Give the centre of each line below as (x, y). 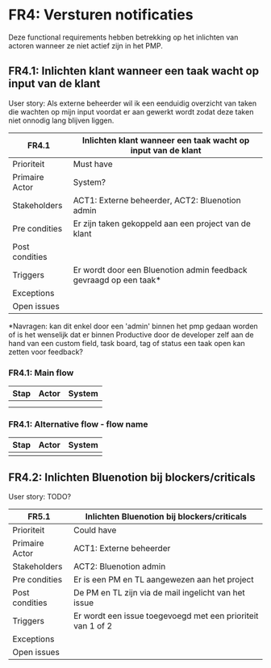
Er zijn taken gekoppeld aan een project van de (162, 223)
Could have (95, 530)
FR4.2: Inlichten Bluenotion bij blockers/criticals (132, 477)
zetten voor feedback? (46, 352)
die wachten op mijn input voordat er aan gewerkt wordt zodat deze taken (131, 111)
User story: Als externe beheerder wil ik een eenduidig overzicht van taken (132, 103)
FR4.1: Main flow (41, 373)
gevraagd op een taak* (117, 280)
